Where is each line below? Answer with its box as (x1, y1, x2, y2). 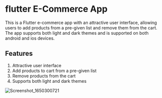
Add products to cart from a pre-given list (12, 68, 97, 73)
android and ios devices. (5, 35, 55, 41)
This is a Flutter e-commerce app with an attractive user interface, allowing (5, 20, 157, 25)
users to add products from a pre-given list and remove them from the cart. (5, 24, 158, 30)
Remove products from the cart (12, 73, 76, 79)
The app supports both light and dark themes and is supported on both (5, 30, 149, 36)
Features (5, 49, 33, 58)
